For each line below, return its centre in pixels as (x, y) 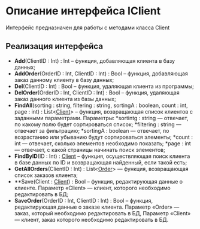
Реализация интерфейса (54, 46)
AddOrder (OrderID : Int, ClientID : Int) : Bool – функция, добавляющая (101, 74)
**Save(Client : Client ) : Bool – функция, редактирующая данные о (99, 181)
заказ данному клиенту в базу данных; (64, 80)
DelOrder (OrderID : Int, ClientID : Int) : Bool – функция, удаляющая (97, 92)
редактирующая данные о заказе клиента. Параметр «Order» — (97, 207)
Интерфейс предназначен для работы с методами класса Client (88, 28)
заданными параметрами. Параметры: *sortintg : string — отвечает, (101, 118)
